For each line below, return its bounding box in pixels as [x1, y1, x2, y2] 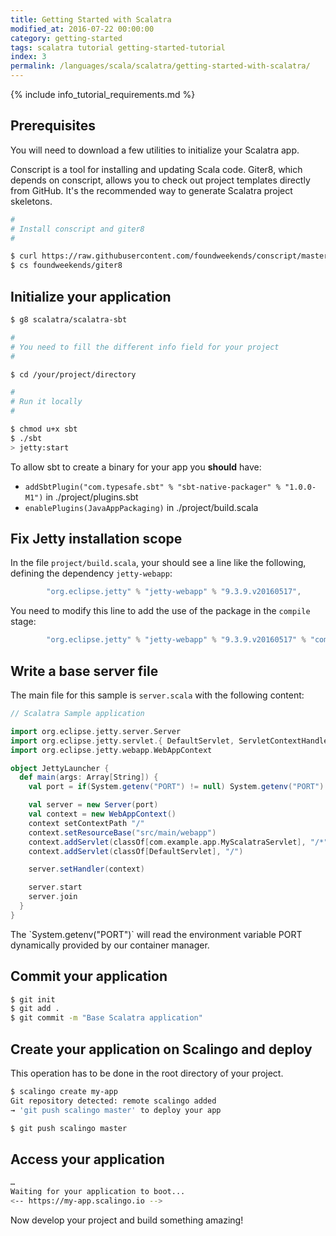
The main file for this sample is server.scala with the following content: [10, 689, 305, 701]
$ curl [10, 251, 38, 261]
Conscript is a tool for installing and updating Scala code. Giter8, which [10, 163, 303, 175]
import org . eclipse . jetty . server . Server [10, 726, 182, 736]
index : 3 [10, 52, 47, 62]
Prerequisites [10, 117, 96, 135]
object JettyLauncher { [10, 763, 110, 773]
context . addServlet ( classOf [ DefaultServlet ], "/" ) [28, 846, 244, 856]
